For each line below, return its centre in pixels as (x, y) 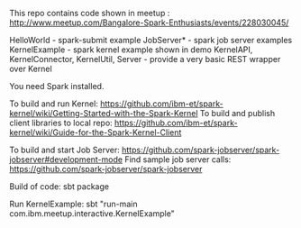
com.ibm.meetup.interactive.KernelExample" (92, 214)
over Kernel (31, 68)
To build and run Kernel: (54, 104)
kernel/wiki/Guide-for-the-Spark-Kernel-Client (96, 132)
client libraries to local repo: (61, 123)
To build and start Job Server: (64, 150)
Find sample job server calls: (178, 160)
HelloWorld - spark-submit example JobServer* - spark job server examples (151, 40)
